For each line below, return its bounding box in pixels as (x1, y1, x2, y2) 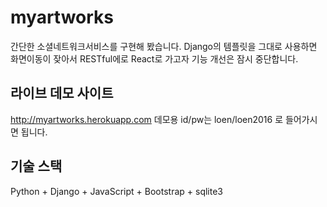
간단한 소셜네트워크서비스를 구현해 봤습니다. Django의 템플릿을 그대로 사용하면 (10, 40, 318, 52)
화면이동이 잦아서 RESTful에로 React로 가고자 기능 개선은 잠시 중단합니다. (10, 52, 299, 65)
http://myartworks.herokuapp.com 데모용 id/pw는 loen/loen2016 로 (10, 113, 284, 125)
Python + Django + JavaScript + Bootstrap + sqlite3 (10, 185, 223, 197)
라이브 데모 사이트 (10, 85, 114, 102)
